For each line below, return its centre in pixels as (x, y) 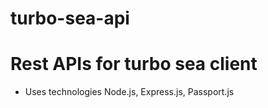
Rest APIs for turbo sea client (134, 64)
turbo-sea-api (70, 18)
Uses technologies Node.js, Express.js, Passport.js (129, 92)
